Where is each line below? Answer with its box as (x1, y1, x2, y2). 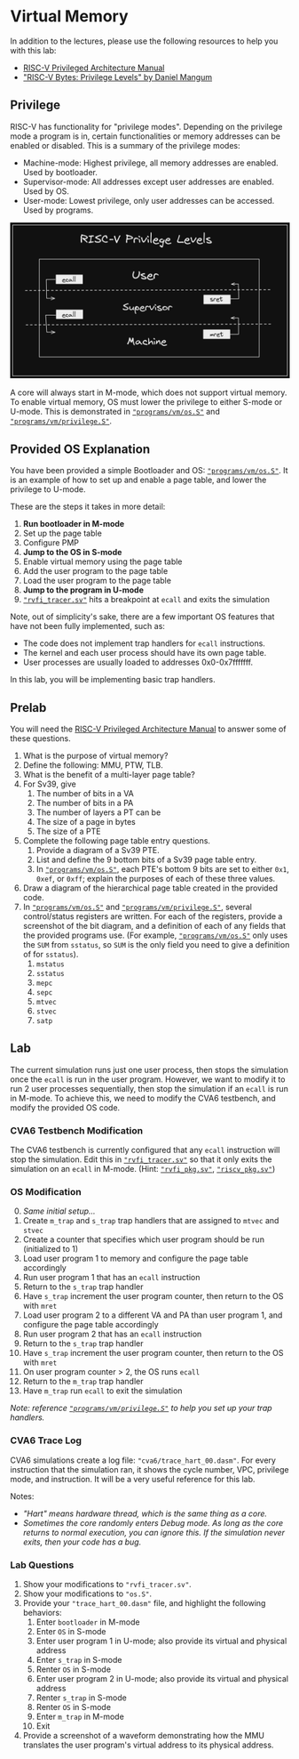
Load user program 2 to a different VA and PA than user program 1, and (22, 1310, 283, 1320)
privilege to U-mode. (10, 484, 86, 495)
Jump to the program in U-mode (22, 585, 145, 595)
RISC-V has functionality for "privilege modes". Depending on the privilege (10, 121, 283, 132)
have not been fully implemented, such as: (10, 621, 165, 632)
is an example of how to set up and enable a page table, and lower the (10, 474, 267, 486)
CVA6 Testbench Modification (10, 1124, 144, 1136)
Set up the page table (22, 528, 103, 539)
